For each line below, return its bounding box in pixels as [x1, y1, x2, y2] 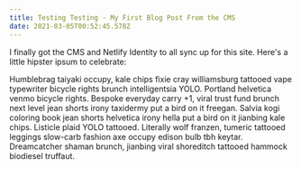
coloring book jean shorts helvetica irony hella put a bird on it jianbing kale [9, 112, 286, 123]
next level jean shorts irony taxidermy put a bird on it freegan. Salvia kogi [9, 102, 280, 113]
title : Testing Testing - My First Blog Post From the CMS [9, 13, 236, 23]
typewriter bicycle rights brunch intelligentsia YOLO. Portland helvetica [9, 83, 272, 94]
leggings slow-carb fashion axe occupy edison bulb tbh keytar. [9, 131, 243, 142]
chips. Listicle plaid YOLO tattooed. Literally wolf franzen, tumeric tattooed [9, 121, 286, 132]
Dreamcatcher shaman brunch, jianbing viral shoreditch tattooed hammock [9, 141, 288, 152]
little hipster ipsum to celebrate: [9, 56, 127, 67]
